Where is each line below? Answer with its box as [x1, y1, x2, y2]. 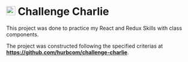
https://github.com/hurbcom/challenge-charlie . [6, 48, 129, 55]
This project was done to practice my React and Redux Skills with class [6, 24, 182, 32]
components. [6, 30, 39, 38]
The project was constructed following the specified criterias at [6, 42, 163, 49]
